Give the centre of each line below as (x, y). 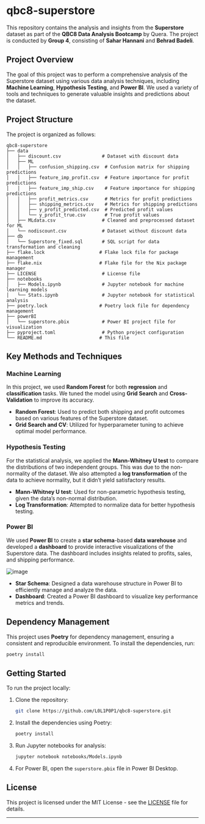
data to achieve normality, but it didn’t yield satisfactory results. (86, 480)
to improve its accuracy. (64, 400)
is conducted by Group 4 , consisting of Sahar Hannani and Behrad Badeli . (100, 40)
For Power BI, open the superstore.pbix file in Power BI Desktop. (97, 768)
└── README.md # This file (68, 338)
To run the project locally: (38, 688)
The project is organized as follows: (51, 134)
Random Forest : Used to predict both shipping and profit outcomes (100, 412)
